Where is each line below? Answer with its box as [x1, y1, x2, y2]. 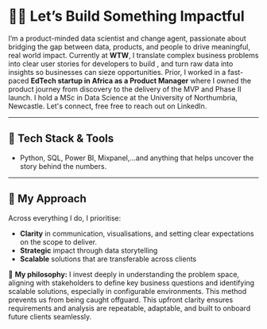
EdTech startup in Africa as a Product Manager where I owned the [30, 76, 252, 85]
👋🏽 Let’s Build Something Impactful [8, 7, 245, 25]
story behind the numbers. [19, 161, 107, 170]
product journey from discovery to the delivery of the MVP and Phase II [8, 84, 242, 94]
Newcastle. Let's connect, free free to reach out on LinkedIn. [8, 101, 207, 111]
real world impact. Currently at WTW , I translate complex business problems [8, 50, 259, 60]
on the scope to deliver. [19, 237, 98, 246]
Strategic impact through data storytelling [19, 245, 158, 255]
